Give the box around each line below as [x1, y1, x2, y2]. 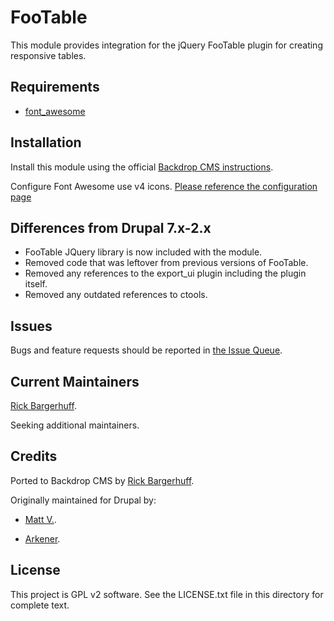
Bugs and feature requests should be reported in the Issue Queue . [10, 344, 283, 356]
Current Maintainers [10, 373, 140, 390]
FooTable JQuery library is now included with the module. [24, 246, 263, 258]
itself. [24, 278, 48, 290]
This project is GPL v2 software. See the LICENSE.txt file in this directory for [10, 588, 324, 600]
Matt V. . [24, 513, 57, 525]
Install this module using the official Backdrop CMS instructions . [10, 161, 274, 173]
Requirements [10, 79, 100, 96]
